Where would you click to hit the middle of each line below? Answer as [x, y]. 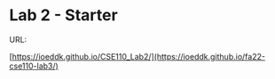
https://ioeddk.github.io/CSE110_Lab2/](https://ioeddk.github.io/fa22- [139, 56]
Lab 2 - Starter [63, 15]
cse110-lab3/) [34, 66]
